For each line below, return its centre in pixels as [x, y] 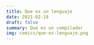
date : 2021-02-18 [27, 17]
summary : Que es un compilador [45, 28]
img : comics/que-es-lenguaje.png [47, 33]
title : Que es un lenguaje [39, 11]
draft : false [22, 22]
